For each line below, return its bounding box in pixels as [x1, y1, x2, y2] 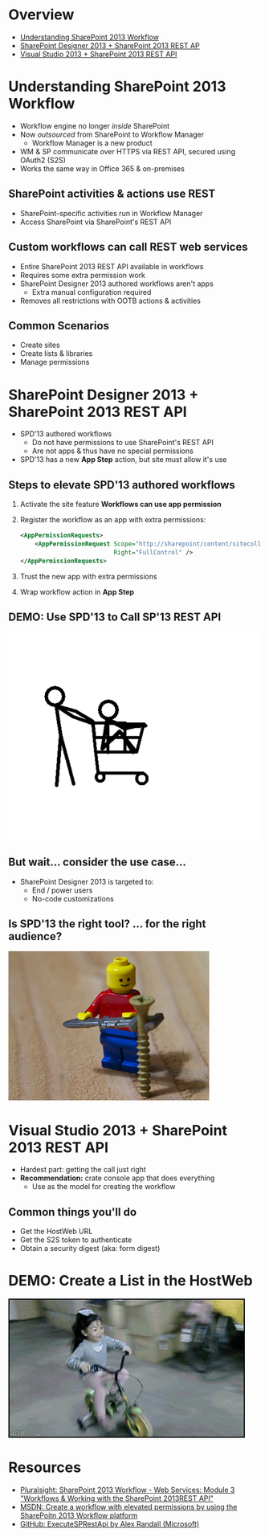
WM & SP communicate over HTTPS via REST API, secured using [19, 146, 235, 156]
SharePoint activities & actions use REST [8, 187, 216, 201]
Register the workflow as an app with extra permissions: [19, 515, 206, 525]
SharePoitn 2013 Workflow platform [19, 1510, 138, 1520]
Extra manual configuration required [31, 287, 152, 296]
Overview [8, 6, 75, 24]
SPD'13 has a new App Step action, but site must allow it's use [19, 455, 227, 464]
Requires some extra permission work [19, 270, 146, 280]
